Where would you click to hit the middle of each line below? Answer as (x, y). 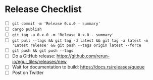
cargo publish (27, 29)
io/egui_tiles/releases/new (39, 62)
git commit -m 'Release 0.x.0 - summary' (56, 24)
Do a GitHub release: (34, 56)
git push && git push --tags (43, 51)
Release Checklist (43, 9)
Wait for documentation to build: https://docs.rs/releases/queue (78, 67)
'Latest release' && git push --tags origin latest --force (76, 46)
